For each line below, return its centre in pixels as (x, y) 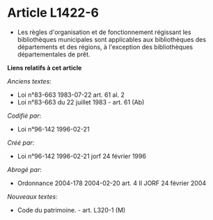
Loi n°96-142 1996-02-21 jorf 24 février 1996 (81, 156)
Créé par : (21, 142)
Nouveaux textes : (32, 196)
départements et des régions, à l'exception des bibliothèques (105, 47)
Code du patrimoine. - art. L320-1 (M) (71, 210)
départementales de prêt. (54, 54)
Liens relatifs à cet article (45, 68)
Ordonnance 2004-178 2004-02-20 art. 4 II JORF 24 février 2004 (112, 183)
